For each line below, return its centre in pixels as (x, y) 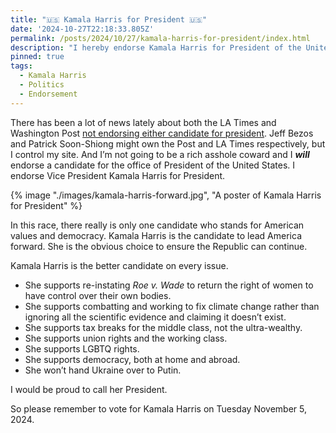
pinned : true (37, 57)
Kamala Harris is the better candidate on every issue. (119, 265)
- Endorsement (48, 94)
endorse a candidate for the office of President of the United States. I (153, 165)
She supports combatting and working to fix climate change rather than (172, 306)
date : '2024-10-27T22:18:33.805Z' (82, 29)
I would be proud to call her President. (89, 389)
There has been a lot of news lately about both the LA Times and (143, 122)
